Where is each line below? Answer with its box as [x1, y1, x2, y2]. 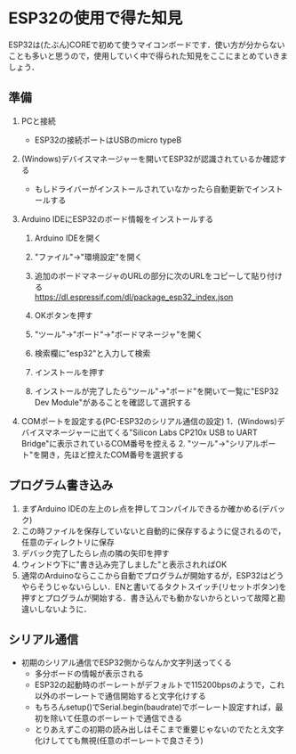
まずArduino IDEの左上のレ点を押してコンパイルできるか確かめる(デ [20, 503, 270, 513]
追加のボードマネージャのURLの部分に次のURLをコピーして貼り [34, 270, 268, 281]
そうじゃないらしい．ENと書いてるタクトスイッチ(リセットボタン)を [36, 581, 287, 592]
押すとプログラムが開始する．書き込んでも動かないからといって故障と [20, 592, 277, 602]
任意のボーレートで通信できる [73, 713, 183, 724]
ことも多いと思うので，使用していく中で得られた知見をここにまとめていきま [8, 50, 289, 61]
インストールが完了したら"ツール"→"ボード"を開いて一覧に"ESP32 [34, 385, 279, 397]
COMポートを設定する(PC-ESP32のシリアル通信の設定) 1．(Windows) [20, 415, 277, 426]
